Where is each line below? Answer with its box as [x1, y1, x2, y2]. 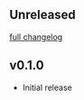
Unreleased [9, 7, 77, 23]
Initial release [22, 82, 72, 93]
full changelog [9, 31, 63, 42]
